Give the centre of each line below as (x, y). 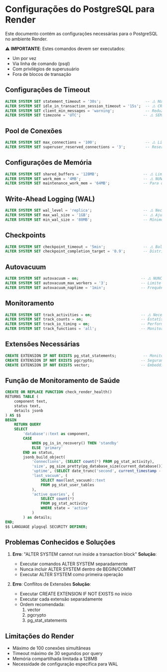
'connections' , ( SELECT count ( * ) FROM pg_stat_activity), (93, 462)
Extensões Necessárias (42, 344)
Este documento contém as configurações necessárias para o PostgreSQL (82, 33)
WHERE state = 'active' (65, 508)
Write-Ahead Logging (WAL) (50, 199)
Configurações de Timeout (48, 90)
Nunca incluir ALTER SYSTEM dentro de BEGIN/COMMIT (78, 569)
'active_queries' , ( (53, 494)
